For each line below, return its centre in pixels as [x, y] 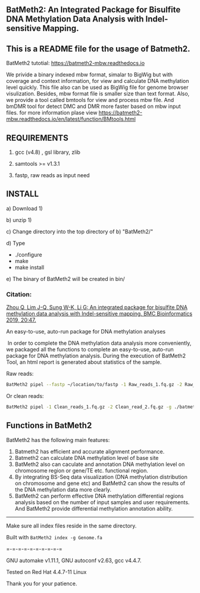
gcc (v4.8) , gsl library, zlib [47, 152]
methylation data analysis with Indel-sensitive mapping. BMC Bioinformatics [99, 314]
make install [29, 267]
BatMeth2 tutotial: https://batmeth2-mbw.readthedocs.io [75, 63]
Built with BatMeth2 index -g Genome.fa [54, 537]
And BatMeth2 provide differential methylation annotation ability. [94, 508]
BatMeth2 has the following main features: [58, 440]
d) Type [16, 243]
